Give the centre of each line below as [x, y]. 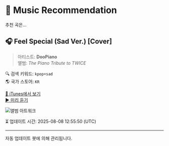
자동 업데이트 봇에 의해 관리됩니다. [39, 138]
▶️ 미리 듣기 [17, 100]
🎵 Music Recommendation [61, 10]
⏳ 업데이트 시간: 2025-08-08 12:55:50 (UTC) [51, 121]
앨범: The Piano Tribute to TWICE [52, 63]
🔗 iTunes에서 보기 [23, 94]
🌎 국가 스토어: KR [22, 81]
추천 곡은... [16, 25]
